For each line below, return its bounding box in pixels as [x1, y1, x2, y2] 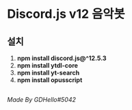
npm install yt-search [16, 69, 80, 77]
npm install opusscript [16, 76, 83, 84]
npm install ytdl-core [16, 61, 79, 69]
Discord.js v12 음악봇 [7, 6, 125, 22]
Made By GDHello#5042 [7, 96, 77, 104]
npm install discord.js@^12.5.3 [16, 54, 107, 62]
